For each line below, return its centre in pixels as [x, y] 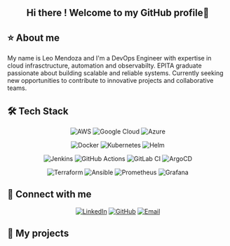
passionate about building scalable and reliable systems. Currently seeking [115, 73]
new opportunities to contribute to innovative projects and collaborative [110, 81]
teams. [17, 88]
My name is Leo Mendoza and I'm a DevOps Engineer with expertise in [109, 58]
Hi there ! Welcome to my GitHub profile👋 [118, 13]
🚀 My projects [38, 234]
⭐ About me [33, 38]
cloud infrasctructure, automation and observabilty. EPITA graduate [104, 66]
